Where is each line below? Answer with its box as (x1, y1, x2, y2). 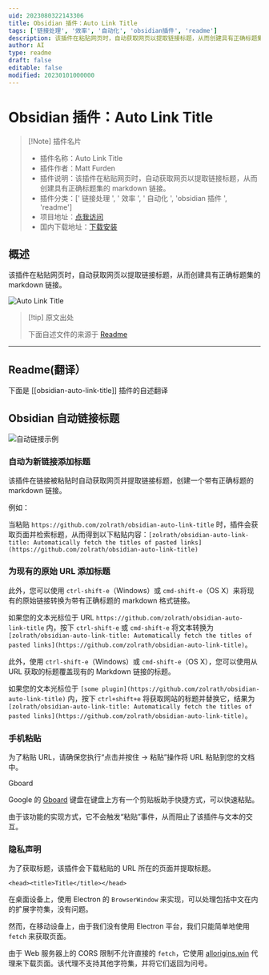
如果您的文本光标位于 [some (8, 684, 98, 693)
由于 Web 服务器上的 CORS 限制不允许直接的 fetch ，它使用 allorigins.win (8, 949, 250, 958)
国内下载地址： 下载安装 (39, 222, 118, 231)
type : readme (8, 49, 52, 57)
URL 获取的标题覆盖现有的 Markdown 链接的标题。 (8, 666, 175, 676)
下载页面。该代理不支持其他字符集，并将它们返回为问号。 (22, 958, 212, 969)
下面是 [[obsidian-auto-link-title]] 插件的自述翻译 (8, 386, 168, 395)
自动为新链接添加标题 (8, 455, 90, 467)
